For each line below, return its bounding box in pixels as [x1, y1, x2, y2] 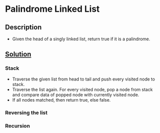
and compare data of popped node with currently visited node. [12, 92, 139, 98]
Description [5, 23, 42, 31]
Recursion [5, 122, 30, 129]
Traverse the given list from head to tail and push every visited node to [12, 76, 156, 82]
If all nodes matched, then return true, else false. [12, 97, 111, 103]
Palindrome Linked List [5, 3, 100, 15]
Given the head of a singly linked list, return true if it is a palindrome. [12, 36, 151, 42]
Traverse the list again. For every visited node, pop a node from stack [12, 86, 153, 92]
